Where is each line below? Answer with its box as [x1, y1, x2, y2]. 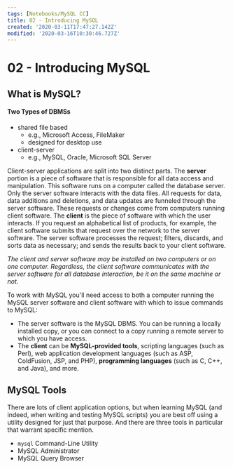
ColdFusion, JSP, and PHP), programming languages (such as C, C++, [17, 357, 223, 365]
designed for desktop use [27, 138, 102, 147]
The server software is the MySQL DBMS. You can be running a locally [17, 319, 222, 328]
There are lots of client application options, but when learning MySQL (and [7, 403, 223, 411]
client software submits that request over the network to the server [7, 226, 201, 235]
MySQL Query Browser [17, 454, 84, 462]
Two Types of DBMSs [7, 107, 71, 116]
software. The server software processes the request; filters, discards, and [7, 234, 224, 242]
